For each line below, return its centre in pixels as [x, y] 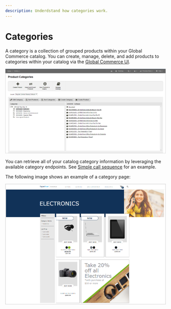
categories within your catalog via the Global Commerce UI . [68, 62]
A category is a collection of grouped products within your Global [74, 50]
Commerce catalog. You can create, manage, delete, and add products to [82, 56]
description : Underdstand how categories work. [57, 11]
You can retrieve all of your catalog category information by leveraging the [83, 161]
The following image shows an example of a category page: [68, 176]
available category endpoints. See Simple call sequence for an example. [81, 167]
